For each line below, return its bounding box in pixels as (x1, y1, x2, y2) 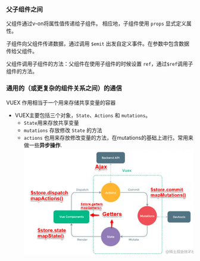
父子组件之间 (6, 5, 43, 13)
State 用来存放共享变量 (23, 119, 79, 126)
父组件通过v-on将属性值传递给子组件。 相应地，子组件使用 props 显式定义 (6, 20, 187, 27)
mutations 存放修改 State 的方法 (23, 127, 102, 134)
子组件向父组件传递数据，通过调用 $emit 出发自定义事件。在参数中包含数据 (6, 40, 189, 47)
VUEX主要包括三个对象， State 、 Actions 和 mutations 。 (14, 112, 151, 119)
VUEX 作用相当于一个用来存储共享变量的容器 (6, 99, 116, 106)
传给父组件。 (6, 48, 37, 55)
